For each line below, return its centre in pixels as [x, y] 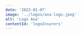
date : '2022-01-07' [26, 10]
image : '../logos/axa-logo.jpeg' [41, 14]
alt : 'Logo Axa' [23, 19]
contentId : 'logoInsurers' [34, 24]
